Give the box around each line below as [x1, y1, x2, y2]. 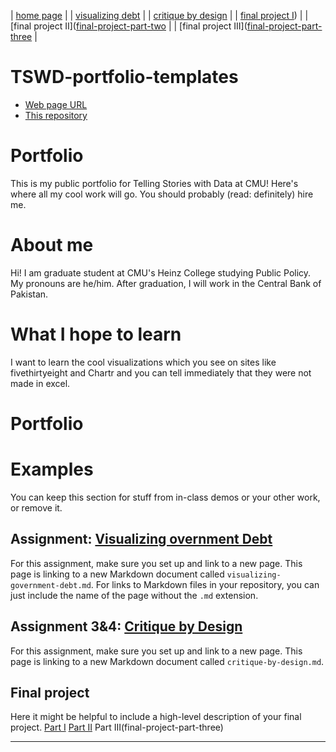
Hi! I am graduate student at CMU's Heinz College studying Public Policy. [10, 266, 312, 279]
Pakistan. [10, 288, 49, 300]
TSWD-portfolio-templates [10, 66, 239, 89]
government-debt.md [10, 580, 92, 590]
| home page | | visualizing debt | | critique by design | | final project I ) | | [10, 10, 309, 21]
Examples [10, 458, 94, 481]
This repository [24, 109, 88, 121]
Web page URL [24, 98, 88, 110]
